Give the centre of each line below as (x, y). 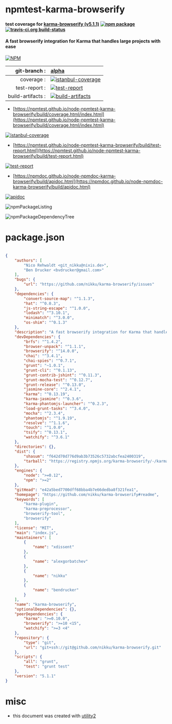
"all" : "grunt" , (41, 662)
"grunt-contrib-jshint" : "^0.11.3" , (63, 375)
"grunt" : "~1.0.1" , (45, 366)
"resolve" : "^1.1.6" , (47, 423)
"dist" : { (25, 451)
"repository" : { (32, 638)
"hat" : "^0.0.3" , (42, 303)
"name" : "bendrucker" (56, 590)
